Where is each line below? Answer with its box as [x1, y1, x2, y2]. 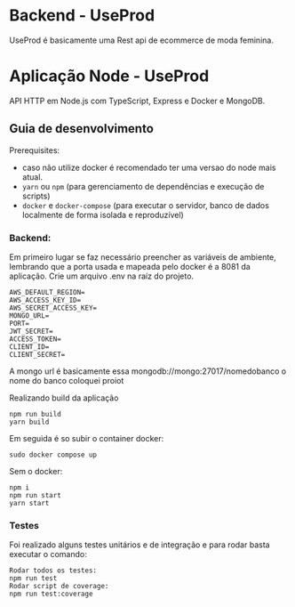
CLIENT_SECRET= [9, 350, 66, 359]
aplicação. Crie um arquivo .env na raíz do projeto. [9, 271, 194, 281]
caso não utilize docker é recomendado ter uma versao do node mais [21, 162, 276, 173]
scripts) [21, 190, 51, 201]
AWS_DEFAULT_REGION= [9, 287, 86, 296]
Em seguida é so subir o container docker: [9, 433, 164, 443]
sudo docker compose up [9, 450, 98, 459]
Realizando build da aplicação [9, 393, 119, 403]
